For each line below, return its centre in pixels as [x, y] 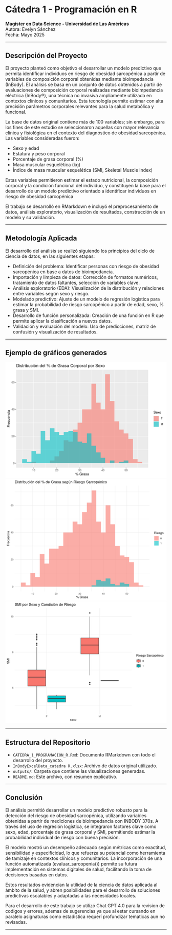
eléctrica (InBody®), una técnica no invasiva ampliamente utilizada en [79, 95]
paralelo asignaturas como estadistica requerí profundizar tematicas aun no [85, 916]
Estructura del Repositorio [48, 742]
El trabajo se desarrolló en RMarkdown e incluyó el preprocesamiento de [82, 206]
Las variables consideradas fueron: [42, 138]
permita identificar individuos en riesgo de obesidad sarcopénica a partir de [85, 74]
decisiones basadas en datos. [37, 875]
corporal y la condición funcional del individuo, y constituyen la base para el [86, 185]
